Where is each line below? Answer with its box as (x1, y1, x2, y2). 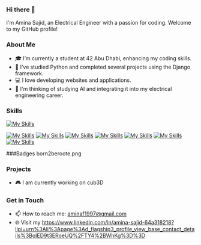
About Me (6, 40, 36, 49)
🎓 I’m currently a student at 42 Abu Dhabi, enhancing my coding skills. (14, 54, 192, 62)
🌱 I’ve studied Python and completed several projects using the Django (14, 63, 191, 70)
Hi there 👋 (6, 5, 36, 14)
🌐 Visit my (14, 219, 41, 226)
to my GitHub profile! (6, 25, 58, 33)
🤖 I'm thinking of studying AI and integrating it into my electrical (14, 85, 172, 92)
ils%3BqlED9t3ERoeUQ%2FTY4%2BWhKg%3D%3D (14, 232, 146, 240)
